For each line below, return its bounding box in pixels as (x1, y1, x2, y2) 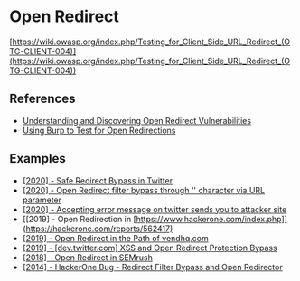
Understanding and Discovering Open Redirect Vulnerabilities (22, 115, 251, 126)
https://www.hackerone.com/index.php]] (136, 213, 287, 224)
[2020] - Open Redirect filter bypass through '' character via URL (22, 184, 265, 195)
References (9, 91, 76, 107)
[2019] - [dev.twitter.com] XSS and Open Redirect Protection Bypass (22, 242, 277, 253)
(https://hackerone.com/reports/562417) (22, 223, 173, 234)
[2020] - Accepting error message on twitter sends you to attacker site (22, 203, 287, 214)
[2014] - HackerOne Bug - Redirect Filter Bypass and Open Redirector (22, 261, 283, 272)
